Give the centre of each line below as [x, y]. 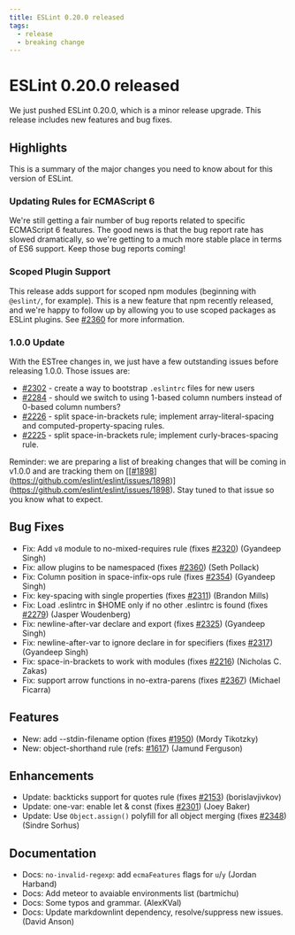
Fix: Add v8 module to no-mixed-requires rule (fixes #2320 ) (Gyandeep [151, 548]
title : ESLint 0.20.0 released [67, 17]
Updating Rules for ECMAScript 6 [82, 201]
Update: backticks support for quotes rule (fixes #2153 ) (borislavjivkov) [151, 797]
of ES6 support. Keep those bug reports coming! [97, 249]
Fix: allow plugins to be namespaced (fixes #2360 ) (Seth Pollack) [140, 567]
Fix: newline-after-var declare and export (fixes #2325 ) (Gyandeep [144, 623]
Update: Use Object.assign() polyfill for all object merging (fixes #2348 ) [154, 816]
